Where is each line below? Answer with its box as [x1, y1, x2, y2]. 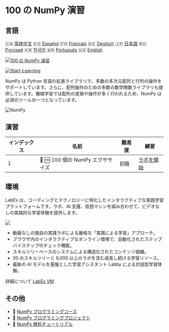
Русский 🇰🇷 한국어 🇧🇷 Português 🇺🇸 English [5, 47, 103, 53]
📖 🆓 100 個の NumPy [39, 156, 92, 163]
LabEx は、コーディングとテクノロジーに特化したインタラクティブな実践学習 [5, 197, 164, 203]
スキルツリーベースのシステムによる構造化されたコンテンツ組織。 [12, 248, 149, 254]
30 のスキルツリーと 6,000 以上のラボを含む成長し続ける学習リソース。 [12, 255, 162, 261]
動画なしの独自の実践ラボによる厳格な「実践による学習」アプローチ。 [12, 230, 158, 236]
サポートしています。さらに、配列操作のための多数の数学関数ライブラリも [5, 84, 159, 90]
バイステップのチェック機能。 [12, 242, 74, 248]
